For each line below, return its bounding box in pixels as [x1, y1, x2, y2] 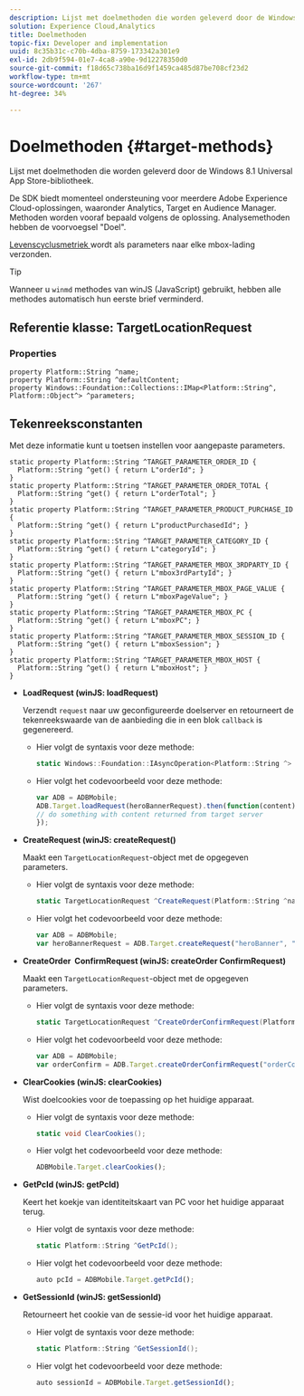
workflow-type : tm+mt [9, 72, 91, 81]
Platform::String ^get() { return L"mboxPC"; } [17, 616, 201, 625]
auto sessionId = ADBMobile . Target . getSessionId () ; [35, 1378, 235, 1387]
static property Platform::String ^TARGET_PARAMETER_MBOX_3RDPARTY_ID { [9, 560, 290, 569]
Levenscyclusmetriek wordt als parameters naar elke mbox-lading [9, 239, 256, 250]
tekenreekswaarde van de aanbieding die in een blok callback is [22, 714, 263, 725]
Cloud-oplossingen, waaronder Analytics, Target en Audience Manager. [9, 203, 277, 214]
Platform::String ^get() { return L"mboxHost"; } [17, 663, 208, 673]
